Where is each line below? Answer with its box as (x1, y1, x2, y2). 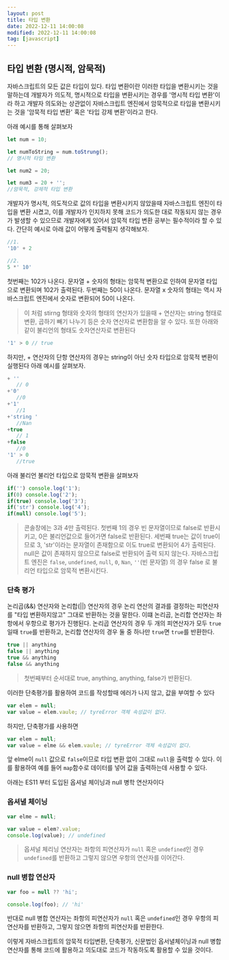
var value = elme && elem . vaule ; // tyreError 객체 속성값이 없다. (7, 742, 192, 749)
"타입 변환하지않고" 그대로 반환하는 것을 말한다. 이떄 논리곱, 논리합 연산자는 (14, 611, 215, 619)
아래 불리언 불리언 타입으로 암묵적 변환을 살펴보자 (7, 471, 139, 479)
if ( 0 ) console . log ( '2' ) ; (7, 491, 78, 498)
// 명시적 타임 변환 (7, 155, 56, 162)
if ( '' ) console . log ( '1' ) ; (7, 485, 81, 492)
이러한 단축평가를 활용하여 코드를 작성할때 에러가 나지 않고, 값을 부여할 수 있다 (7, 688, 215, 697)
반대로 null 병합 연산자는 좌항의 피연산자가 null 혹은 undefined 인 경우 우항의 (7, 914, 212, 922)
